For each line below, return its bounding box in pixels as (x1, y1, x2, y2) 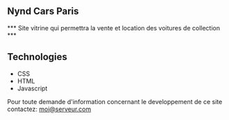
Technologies (7, 51, 68, 63)
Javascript (17, 84, 48, 92)
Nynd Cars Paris (7, 6, 79, 17)
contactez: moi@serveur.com (7, 105, 92, 113)
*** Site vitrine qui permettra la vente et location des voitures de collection (7, 23, 221, 32)
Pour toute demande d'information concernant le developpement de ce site (7, 97, 223, 106)
